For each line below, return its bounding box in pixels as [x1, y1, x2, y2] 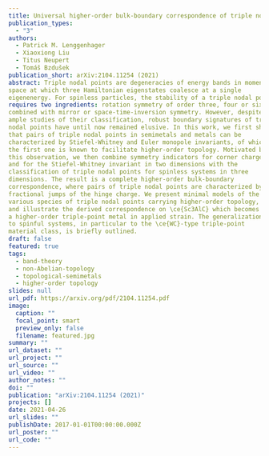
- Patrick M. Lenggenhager [15, 42, 106, 50]
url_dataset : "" [8, 346, 62, 354]
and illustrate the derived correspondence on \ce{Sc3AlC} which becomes [8, 205, 260, 213]
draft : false [8, 235, 52, 243]
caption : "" [15, 309, 56, 317]
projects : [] [8, 398, 52, 406]
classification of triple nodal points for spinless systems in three [8, 168, 249, 176]
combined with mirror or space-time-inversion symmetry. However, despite [8, 109, 263, 117]
